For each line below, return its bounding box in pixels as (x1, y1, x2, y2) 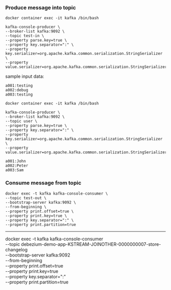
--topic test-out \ (5, 195, 47, 201)
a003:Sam (5, 168, 24, 173)
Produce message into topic (5, 4, 76, 11)
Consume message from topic (5, 179, 81, 186)
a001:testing (5, 83, 33, 88)
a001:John (5, 159, 26, 164)
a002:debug (5, 88, 28, 93)
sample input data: (5, 73, 44, 80)
